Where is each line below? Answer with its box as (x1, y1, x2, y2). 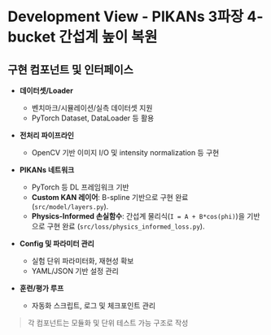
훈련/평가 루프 (19, 284, 64, 293)
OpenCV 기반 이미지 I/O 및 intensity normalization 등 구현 (31, 148, 220, 157)
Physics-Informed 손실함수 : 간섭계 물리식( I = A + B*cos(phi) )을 (31, 211, 246, 220)
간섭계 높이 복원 (59, 28, 158, 46)
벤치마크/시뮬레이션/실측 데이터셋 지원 (31, 103, 153, 112)
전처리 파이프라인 (19, 131, 75, 140)
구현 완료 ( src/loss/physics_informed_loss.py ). (46, 221, 205, 231)
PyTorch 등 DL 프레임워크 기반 (31, 182, 129, 192)
